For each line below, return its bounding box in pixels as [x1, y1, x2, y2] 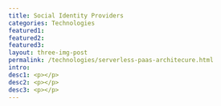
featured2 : [8, 33, 45, 42]
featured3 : [8, 41, 45, 49]
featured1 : [8, 26, 45, 34]
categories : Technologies [8, 19, 95, 27]
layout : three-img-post [8, 49, 88, 57]
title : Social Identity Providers [8, 11, 125, 20]
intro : [8, 64, 31, 72]
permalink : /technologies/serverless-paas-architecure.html [8, 57, 215, 65]
